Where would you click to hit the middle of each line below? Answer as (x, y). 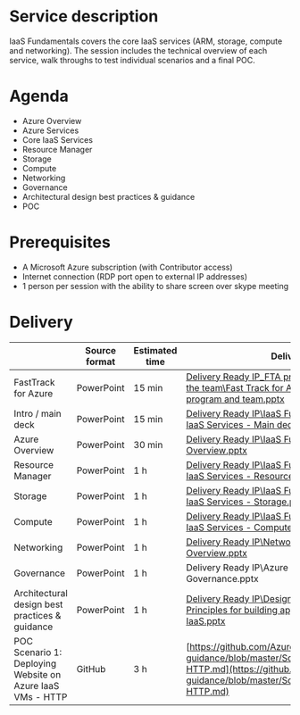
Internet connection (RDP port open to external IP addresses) (135, 276)
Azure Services (50, 130)
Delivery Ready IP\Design (239, 598)
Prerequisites (60, 242)
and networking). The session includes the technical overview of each (138, 50)
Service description (84, 17)
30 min (148, 445)
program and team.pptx (235, 399)
